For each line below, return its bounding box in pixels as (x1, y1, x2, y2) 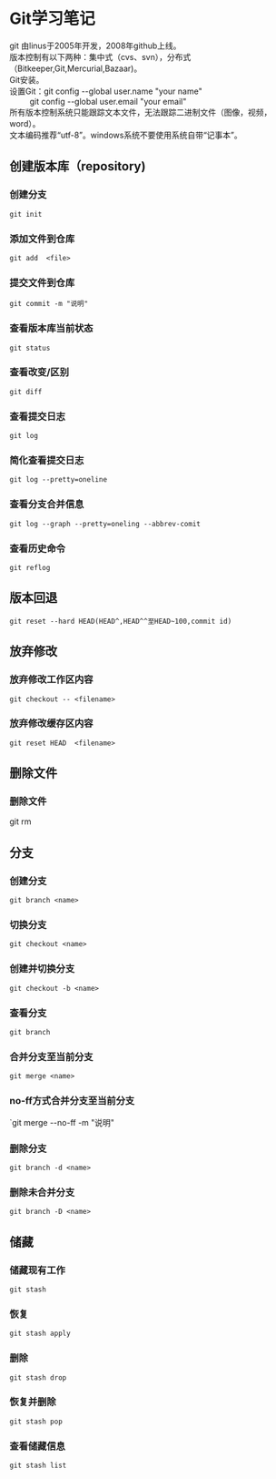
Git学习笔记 (9, 8, 95, 29)
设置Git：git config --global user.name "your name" (9, 86, 202, 97)
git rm (9, 816, 32, 827)
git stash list (9, 1461, 67, 1471)
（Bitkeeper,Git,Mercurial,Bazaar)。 (9, 63, 143, 74)
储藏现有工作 (9, 1263, 66, 1276)
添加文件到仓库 (9, 232, 75, 245)
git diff (9, 387, 43, 396)
